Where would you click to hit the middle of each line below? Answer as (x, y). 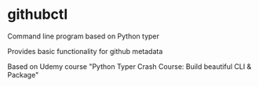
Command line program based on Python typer (84, 36)
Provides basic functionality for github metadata (85, 51)
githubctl (38, 14)
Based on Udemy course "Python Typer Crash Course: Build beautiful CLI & (129, 66)
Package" (23, 74)
